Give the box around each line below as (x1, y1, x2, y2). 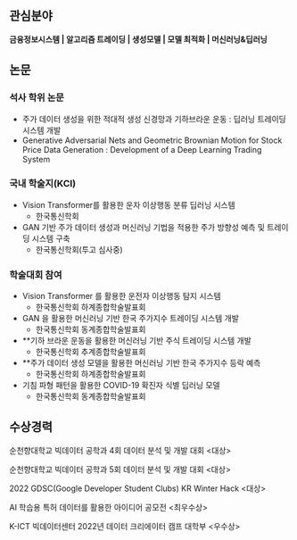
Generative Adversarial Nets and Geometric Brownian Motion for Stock (21, 135, 283, 145)
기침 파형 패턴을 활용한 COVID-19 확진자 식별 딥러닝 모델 (21, 380, 220, 391)
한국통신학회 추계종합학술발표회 (35, 346, 146, 357)
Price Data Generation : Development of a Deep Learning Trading (21, 144, 262, 154)
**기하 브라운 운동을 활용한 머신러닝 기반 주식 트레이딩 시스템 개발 (21, 336, 252, 346)
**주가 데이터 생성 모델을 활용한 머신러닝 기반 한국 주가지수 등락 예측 (21, 358, 261, 369)
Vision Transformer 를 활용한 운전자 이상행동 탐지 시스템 (21, 291, 221, 302)
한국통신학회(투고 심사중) (35, 244, 123, 254)
